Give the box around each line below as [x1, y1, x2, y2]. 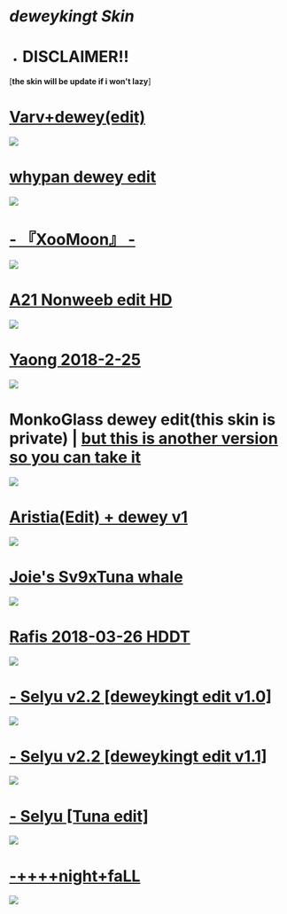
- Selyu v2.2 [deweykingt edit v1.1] [9, 746, 268, 766]
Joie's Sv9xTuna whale [9, 566, 183, 587]
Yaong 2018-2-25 [9, 350, 142, 370]
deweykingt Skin [9, 6, 135, 27]
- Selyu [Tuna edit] [9, 806, 149, 826]
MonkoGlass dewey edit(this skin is [9, 410, 276, 429]
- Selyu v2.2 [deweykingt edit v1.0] [9, 686, 272, 707]
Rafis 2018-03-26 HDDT [9, 627, 190, 646]
